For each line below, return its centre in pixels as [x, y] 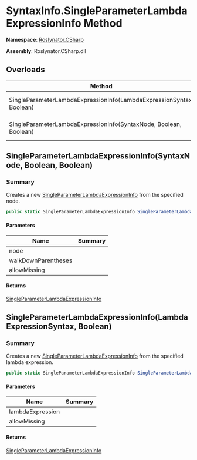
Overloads [26, 70]
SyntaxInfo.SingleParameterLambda [97, 11]
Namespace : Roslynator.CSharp [45, 39]
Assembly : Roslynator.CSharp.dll [46, 51]
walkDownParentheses [41, 260]
